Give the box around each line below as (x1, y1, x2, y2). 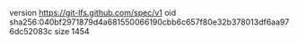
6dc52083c (9, 26, 53, 36)
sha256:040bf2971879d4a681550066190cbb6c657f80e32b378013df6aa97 (9, 17, 290, 27)
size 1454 (54, 26, 90, 36)
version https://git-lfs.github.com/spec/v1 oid (9, 8, 177, 18)
